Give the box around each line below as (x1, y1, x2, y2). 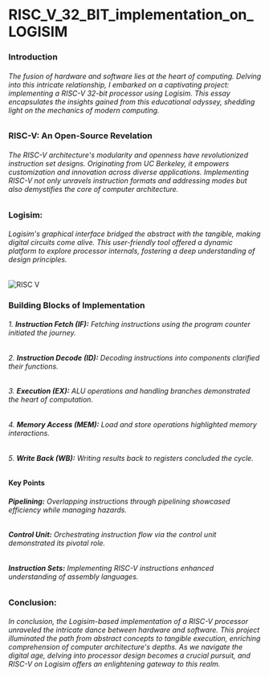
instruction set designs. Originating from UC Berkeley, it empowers (8, 158, 230, 168)
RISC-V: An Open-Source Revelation (8, 130, 153, 141)
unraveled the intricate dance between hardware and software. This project (8, 625, 260, 635)
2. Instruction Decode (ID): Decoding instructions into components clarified (8, 353, 260, 362)
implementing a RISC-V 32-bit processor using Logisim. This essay (8, 88, 230, 98)
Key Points (8, 478, 46, 487)
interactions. (8, 428, 50, 438)
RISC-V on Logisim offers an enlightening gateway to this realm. (8, 659, 221, 669)
